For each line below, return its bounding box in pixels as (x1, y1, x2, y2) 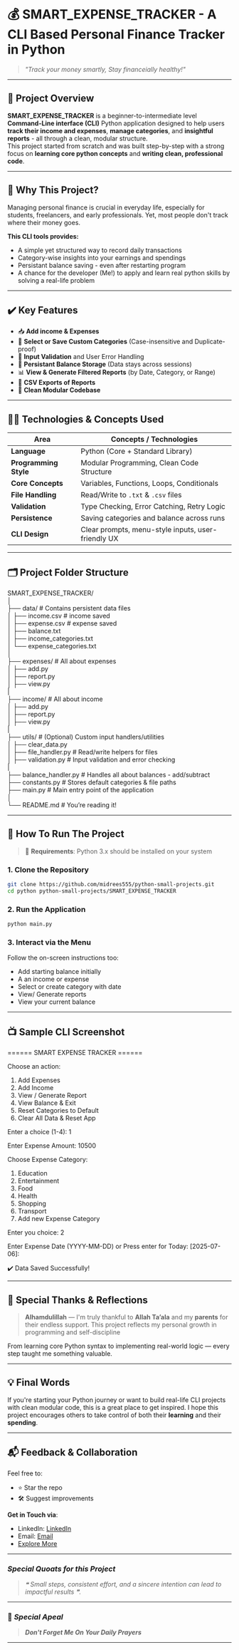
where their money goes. (7, 218, 80, 227)
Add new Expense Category (17, 1215, 100, 1223)
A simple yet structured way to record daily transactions (17, 246, 183, 254)
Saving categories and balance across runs (80, 513, 225, 523)
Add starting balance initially (17, 967, 102, 976)
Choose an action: (7, 1062, 61, 1071)
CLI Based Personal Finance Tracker (7, 26, 225, 43)
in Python (7, 41, 65, 58)
